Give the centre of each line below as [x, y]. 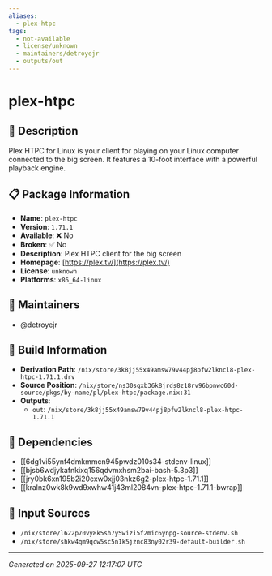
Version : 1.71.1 [47, 226]
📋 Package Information [69, 194]
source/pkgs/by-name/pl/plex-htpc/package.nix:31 [106, 393]
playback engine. [37, 168]
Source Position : [48, 385]
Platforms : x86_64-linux [61, 279]
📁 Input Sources [49, 513]
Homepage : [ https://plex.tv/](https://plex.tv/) [95, 262]
